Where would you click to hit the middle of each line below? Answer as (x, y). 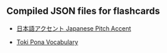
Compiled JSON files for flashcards (83, 11)
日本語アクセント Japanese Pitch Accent (74, 28)
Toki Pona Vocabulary (47, 42)
